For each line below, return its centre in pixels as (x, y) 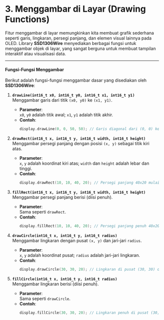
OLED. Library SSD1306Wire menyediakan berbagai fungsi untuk (71, 43)
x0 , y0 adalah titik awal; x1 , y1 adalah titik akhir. (66, 115)
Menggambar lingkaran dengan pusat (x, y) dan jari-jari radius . (77, 240)
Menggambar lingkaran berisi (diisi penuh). (55, 284)
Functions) (27, 19)
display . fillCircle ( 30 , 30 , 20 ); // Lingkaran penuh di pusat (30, (89, 313)
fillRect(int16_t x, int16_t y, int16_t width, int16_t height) (79, 192)
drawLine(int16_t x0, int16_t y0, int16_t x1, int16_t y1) (73, 96)
